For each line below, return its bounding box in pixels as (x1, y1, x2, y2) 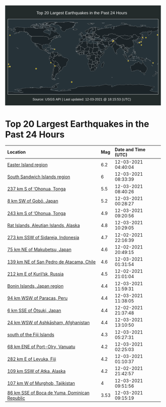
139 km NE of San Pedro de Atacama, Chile (7, 258, 96, 265)
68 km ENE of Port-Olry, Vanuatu (7, 344, 76, 350)
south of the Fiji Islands (7, 332, 54, 338)
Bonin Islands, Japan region (7, 283, 64, 289)
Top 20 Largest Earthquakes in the (5, 118, 149, 129)
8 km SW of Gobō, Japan (7, 198, 58, 204)
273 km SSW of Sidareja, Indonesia (7, 235, 80, 241)
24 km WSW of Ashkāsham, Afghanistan (7, 319, 90, 325)
